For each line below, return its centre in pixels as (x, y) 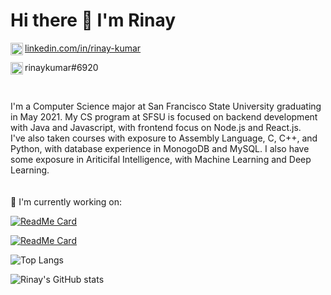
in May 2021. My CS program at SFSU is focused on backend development (164, 116)
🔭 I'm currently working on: (66, 201)
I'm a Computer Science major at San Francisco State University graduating (166, 106)
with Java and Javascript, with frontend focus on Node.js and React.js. (156, 127)
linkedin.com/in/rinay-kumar (83, 48)
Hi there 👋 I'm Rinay (93, 20)
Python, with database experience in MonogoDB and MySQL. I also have (160, 148)
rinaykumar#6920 (61, 67)
